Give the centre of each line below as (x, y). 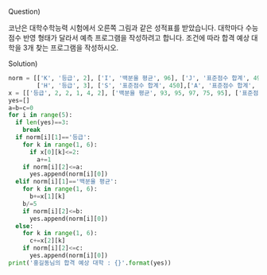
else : (25, 226)
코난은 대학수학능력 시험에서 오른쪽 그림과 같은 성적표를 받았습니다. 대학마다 (126, 28)
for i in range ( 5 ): (41, 115)
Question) (25, 12)
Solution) (23, 64)
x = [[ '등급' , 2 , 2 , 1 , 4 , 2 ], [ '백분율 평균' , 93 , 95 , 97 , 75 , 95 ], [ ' (125, 93)
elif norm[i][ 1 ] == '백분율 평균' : (66, 182)
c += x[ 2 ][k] (47, 241)
